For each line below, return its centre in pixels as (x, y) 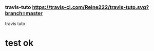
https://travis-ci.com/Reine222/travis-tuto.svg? (90, 7)
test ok (19, 43)
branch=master (24, 13)
